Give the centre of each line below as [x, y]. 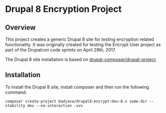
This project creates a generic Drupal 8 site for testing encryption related [80, 39]
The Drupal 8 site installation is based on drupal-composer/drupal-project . [81, 59]
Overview [21, 28]
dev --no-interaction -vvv [55, 106]
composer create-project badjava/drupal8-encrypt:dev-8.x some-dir [76, 101]
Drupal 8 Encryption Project [63, 9]
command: [16, 92]
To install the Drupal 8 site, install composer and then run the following [77, 87]
